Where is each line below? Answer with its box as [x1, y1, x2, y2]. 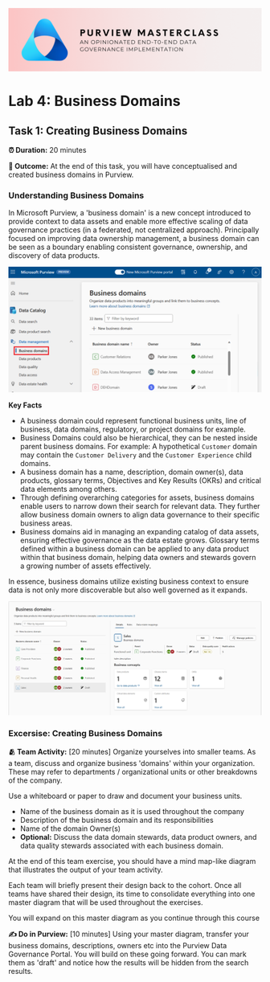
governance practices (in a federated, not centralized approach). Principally [8, 225, 260, 235]
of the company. [8, 775, 63, 785]
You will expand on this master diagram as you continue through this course [8, 913, 260, 923]
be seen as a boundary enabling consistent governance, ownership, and [8, 242, 247, 252]
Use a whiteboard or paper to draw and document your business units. [8, 791, 243, 800]
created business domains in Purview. [8, 170, 134, 179]
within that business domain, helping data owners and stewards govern [19, 553, 256, 563]
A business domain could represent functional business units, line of [19, 416, 247, 426]
